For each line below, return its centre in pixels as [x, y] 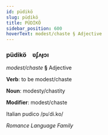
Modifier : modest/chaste [37, 103]
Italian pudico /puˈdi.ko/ [35, 114]
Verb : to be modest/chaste [39, 79]
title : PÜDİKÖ [24, 23]
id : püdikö [20, 12]
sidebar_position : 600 [34, 28]
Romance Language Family [40, 125]
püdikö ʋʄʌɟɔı [28, 55]
